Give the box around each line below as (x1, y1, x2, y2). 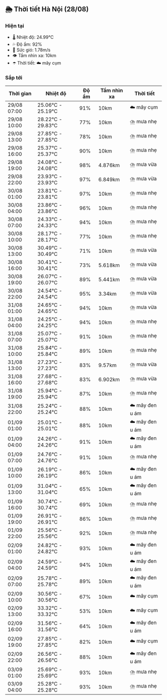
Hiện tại (5, 22, 24, 29)
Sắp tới (5, 74, 22, 81)
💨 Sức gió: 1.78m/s (12, 47, 51, 53)
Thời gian (8, 90, 32, 97)
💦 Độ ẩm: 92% (12, 41, 42, 47)
